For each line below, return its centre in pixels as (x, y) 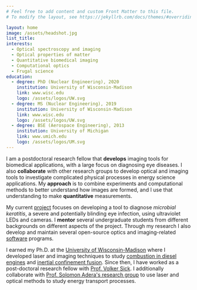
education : (19, 77)
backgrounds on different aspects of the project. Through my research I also (98, 226)
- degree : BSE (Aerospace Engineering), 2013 (68, 126)
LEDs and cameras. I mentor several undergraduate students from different (97, 220)
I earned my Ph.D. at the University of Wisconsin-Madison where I (86, 250)
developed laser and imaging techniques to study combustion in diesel (91, 256)
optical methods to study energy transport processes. (71, 281)
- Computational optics (40, 66)
